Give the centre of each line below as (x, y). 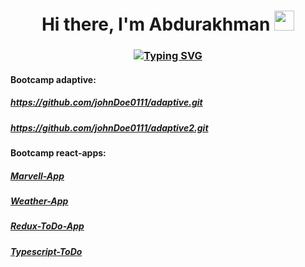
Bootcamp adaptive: (53, 79)
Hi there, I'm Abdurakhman (156, 24)
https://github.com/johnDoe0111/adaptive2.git (109, 127)
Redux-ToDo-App (47, 226)
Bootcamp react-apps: (58, 153)
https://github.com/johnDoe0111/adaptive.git (106, 102)
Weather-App (39, 201)
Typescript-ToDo (46, 251)
